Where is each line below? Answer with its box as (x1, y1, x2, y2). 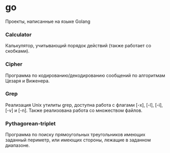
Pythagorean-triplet (5, 120, 56, 127)
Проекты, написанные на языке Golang (5, 18, 91, 24)
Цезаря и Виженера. (5, 78, 50, 84)
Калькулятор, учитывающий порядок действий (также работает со (5, 43, 152, 49)
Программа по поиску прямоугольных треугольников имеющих (5, 132, 146, 138)
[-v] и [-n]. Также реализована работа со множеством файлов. (5, 107, 143, 113)
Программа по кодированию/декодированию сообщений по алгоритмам (5, 72, 165, 78)
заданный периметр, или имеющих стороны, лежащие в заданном (5, 137, 151, 143)
